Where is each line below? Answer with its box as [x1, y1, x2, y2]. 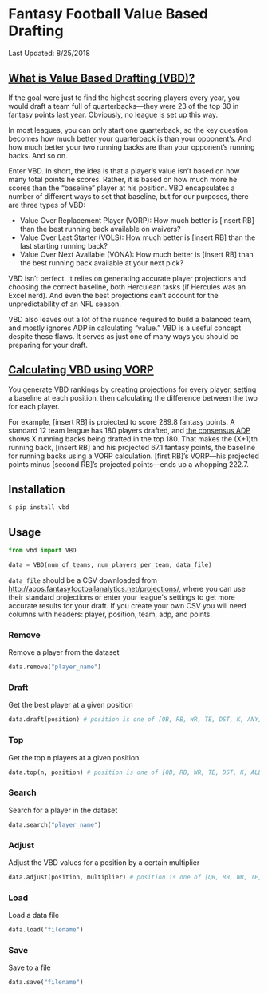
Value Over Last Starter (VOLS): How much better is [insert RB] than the [19, 233, 256, 242]
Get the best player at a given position [8, 700, 133, 710]
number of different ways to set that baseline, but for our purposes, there [8, 191, 249, 201]
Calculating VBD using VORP [8, 363, 154, 377]
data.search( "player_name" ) [8, 820, 102, 828]
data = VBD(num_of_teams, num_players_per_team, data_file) [8, 561, 213, 569]
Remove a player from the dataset [8, 648, 120, 657]
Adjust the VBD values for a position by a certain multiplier [8, 857, 200, 867]
